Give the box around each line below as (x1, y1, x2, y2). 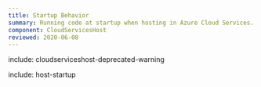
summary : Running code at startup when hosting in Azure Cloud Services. (8, 19, 255, 27)
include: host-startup (8, 70, 76, 79)
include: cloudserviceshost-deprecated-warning (8, 55, 165, 64)
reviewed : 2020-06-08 (8, 33, 79, 42)
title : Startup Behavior (8, 11, 89, 20)
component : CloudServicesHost (8, 26, 107, 34)
